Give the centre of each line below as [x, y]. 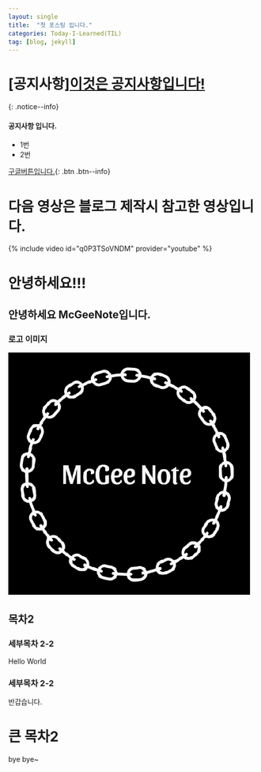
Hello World [27, 661]
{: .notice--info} [34, 107]
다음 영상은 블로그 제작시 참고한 [104, 206]
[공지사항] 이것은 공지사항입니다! [107, 84]
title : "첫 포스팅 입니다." [50, 25]
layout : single [33, 17]
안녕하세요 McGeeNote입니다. [80, 314]
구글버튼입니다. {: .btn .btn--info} [59, 172]
